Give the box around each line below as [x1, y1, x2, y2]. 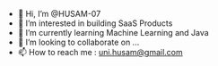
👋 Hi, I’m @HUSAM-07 [17, 9, 101, 19]
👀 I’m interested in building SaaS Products [17, 18, 173, 29]
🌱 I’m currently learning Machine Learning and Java [17, 28, 209, 37]
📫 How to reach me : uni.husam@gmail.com [17, 47, 184, 57]
